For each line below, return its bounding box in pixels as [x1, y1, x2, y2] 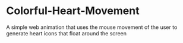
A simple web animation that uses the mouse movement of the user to [6, 24, 178, 31]
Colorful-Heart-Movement [6, 4, 140, 18]
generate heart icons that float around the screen [6, 29, 127, 37]
